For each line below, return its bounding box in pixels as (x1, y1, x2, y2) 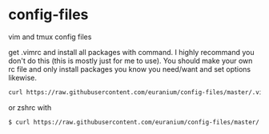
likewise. (8, 73, 38, 82)
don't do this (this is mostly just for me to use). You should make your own (8, 56, 253, 65)
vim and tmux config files (8, 32, 92, 41)
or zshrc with (8, 102, 52, 112)
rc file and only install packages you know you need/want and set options (8, 64, 251, 73)
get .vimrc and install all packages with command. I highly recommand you (8, 47, 255, 57)
